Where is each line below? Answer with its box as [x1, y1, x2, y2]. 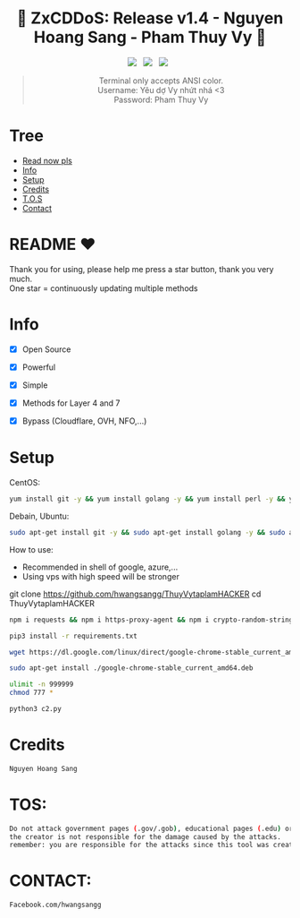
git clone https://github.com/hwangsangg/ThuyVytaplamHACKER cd [9, 588, 262, 599]
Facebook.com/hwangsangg [9, 900, 102, 910]
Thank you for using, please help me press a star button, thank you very [9, 263, 274, 274]
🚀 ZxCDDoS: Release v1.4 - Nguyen [16, 8, 284, 29]
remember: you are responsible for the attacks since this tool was [9, 841, 270, 850]
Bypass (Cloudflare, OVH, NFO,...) [21, 416, 147, 426]
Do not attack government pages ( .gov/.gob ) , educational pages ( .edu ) [9, 824, 281, 833]
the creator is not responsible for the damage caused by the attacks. [9, 832, 281, 841]
